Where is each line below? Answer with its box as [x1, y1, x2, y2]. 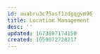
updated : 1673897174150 [7, 29, 77, 37]
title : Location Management [7, 17, 90, 24]
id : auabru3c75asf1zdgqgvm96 [7, 10, 93, 18]
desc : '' [7, 23, 33, 30]
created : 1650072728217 [7, 36, 77, 43]
